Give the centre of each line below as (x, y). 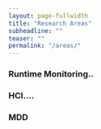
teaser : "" (27, 38)
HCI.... (21, 95)
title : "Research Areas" (50, 23)
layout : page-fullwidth (48, 16)
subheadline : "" (36, 31)
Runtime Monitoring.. (51, 74)
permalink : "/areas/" (45, 46)
